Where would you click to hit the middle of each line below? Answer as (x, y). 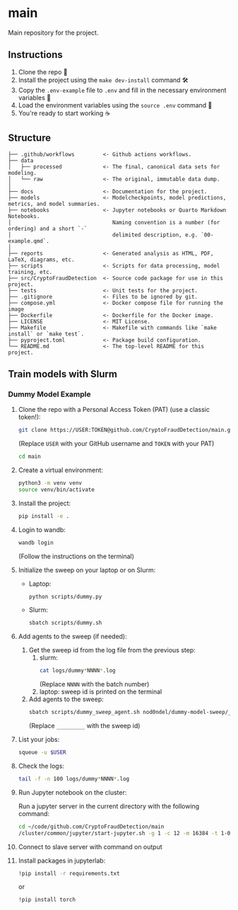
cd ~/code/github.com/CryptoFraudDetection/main (91, 827)
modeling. (23, 173)
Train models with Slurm (63, 374)
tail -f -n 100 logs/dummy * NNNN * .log (74, 779)
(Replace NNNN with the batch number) (94, 684)
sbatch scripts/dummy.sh (65, 623)
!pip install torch (47, 900)
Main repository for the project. (53, 33)
